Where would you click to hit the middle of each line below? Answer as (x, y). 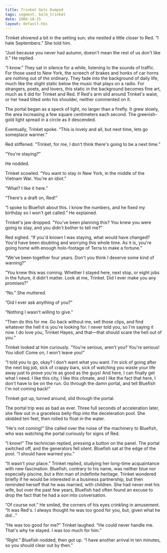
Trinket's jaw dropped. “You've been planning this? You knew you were (78, 223)
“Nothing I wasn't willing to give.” (39, 312)
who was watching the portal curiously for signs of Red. (63, 433)
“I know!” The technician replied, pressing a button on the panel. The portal (82, 443)
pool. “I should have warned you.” (40, 454)
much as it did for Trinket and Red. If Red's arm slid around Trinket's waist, (82, 94)
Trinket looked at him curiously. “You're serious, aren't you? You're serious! (82, 347)
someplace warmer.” (26, 135)
